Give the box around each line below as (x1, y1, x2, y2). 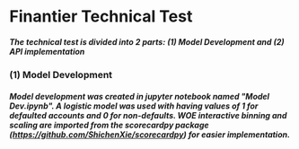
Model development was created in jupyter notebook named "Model (9, 91, 270, 101)
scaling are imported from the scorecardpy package (9, 119, 209, 130)
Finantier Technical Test (9, 6, 193, 27)
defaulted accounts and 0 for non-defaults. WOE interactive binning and (9, 110, 287, 120)
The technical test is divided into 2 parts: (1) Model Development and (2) (9, 36, 285, 47)
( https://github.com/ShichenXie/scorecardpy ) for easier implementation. (9, 128, 290, 140)
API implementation (9, 46, 85, 57)
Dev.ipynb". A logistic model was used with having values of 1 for (9, 101, 259, 111)
